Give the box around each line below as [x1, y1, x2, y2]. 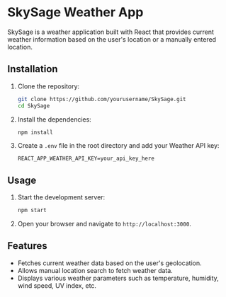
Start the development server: [17, 193, 106, 202]
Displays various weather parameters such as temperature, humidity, [17, 274, 220, 282]
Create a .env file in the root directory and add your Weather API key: [17, 141, 220, 150]
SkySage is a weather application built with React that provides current [7, 28, 215, 36]
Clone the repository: [17, 82, 80, 91]
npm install [17, 129, 53, 136]
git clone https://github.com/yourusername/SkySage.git [17, 95, 186, 103]
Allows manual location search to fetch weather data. [17, 266, 174, 274]
